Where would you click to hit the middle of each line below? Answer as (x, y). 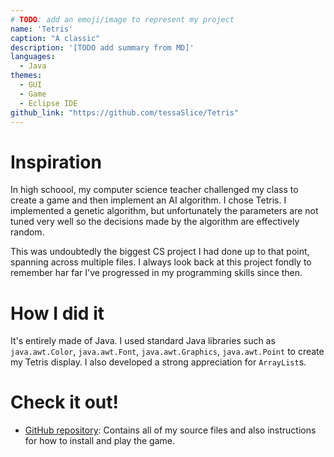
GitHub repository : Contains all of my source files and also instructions (170, 430)
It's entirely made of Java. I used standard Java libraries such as (143, 341)
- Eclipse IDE (48, 103)
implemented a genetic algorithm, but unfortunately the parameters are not (164, 211)
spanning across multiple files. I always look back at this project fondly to (161, 262)
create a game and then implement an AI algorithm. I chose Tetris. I (148, 200)
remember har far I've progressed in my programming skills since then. (156, 273)
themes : (26, 76)
